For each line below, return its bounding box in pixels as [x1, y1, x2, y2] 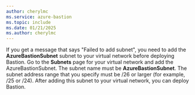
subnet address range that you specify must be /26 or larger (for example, [6, 71, 186, 78]
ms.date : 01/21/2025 [6, 24, 57, 31]
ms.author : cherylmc [6, 30, 57, 36]
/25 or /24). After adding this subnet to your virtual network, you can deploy [6, 77, 189, 85]
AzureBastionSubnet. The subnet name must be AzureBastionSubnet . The [6, 65, 187, 72]
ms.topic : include [6, 19, 51, 25]
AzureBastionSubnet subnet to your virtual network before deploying [6, 52, 175, 59]
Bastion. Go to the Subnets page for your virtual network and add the [6, 59, 174, 66]
